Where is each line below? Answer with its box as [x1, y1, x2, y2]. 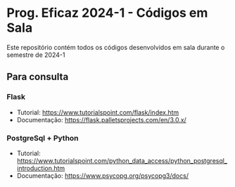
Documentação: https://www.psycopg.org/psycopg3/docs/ [16, 171, 189, 180]
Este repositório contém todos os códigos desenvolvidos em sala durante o [6, 43, 225, 51]
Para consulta [6, 71, 69, 83]
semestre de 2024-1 [6, 51, 65, 59]
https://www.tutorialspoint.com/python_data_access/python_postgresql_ [16, 156, 228, 165]
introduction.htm [16, 164, 65, 172]
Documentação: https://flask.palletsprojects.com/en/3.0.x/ [16, 115, 187, 124]
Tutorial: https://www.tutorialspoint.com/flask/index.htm [16, 108, 179, 117]
